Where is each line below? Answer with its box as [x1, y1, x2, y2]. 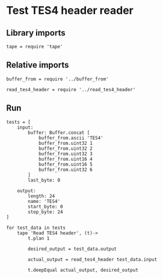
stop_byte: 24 [28, 209, 63, 215]
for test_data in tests [6, 225, 66, 231]
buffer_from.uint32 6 [38, 167, 93, 173]
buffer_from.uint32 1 [38, 140, 93, 146]
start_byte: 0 [28, 204, 63, 210]
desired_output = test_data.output [28, 246, 117, 252]
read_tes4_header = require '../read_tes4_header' [6, 86, 136, 92]
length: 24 [28, 193, 55, 199]
